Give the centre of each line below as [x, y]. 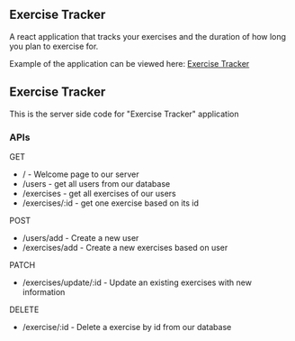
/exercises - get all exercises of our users [99, 193]
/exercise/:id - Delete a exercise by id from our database [127, 327]
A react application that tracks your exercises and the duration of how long [147, 36]
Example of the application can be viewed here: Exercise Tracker [130, 63]
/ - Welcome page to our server [80, 174]
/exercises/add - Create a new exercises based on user [125, 247]
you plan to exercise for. [54, 46]
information [44, 291]
